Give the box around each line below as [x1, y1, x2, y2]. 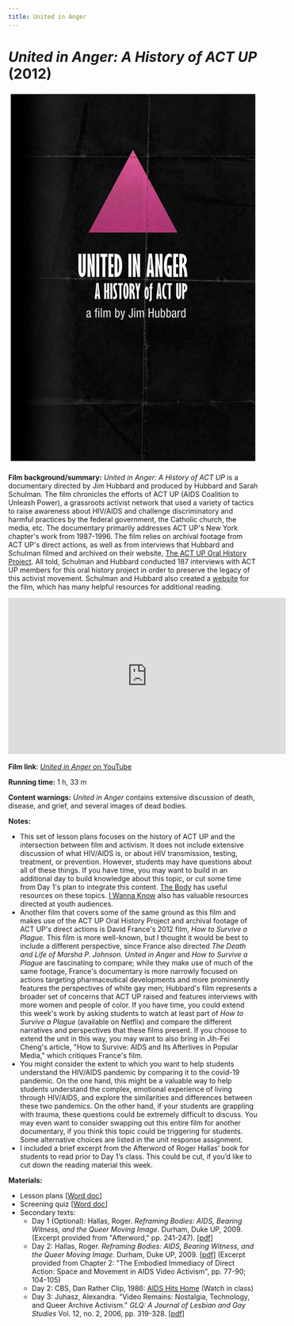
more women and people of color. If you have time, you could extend [19, 999, 245, 1010]
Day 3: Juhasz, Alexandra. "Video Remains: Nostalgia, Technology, [31, 1292, 250, 1301]
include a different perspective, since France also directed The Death [19, 941, 246, 950]
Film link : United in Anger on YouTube [8, 762, 132, 771]
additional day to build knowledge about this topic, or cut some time [19, 873, 242, 883]
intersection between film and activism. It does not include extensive [19, 840, 244, 850]
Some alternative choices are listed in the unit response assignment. [19, 1134, 243, 1144]
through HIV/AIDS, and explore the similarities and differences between [19, 1092, 253, 1102]
